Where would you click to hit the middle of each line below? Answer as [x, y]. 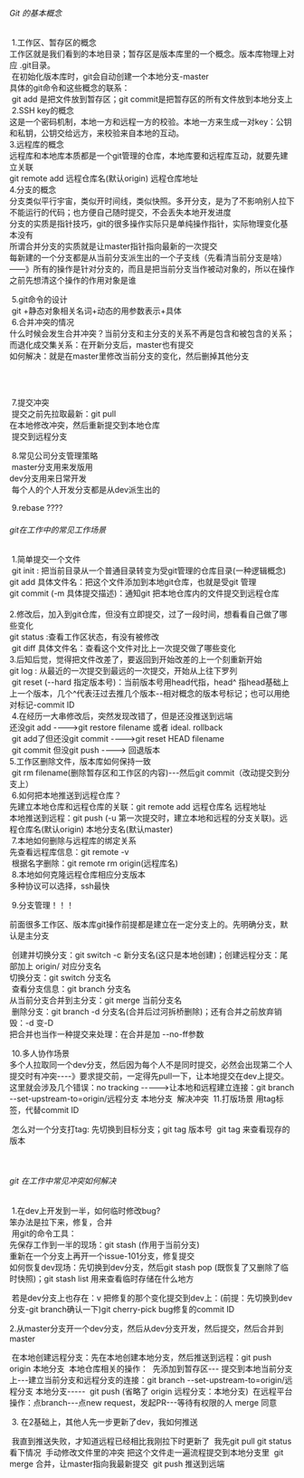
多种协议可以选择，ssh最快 [60, 886]
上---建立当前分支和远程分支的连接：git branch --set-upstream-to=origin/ [147, 1379]
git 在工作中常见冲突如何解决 [63, 1180]
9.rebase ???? [37, 508]
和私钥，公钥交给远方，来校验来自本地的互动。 [96, 133]
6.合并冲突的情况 [43, 322]
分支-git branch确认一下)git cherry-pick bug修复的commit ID [122, 1309]
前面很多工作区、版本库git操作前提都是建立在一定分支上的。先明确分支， [145, 925]
